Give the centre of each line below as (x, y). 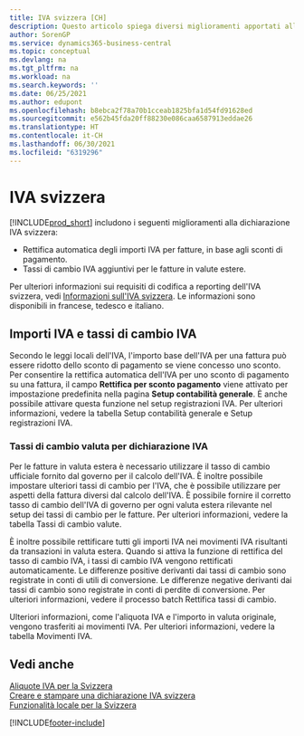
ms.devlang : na (38, 60)
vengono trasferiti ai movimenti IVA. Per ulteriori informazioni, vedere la (142, 626)
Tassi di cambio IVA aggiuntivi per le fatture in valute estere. (134, 269)
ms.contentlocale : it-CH (56, 136)
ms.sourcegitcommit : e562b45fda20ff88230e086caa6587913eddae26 (131, 119)
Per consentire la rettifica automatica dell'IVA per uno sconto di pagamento (149, 375)
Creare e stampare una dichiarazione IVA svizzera (103, 696)
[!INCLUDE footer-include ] (57, 723)
